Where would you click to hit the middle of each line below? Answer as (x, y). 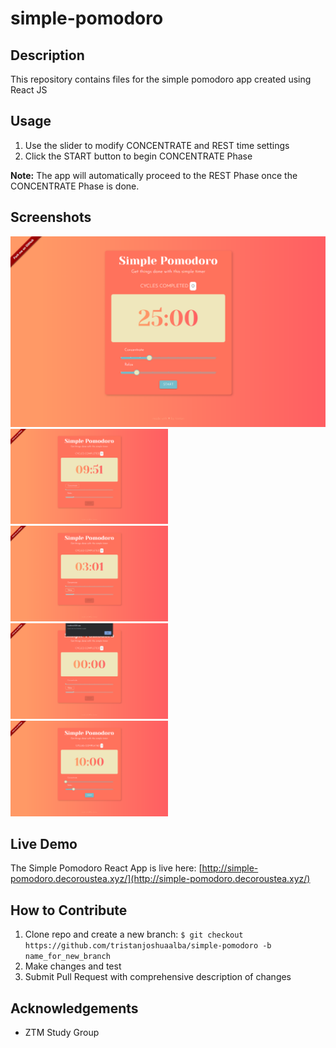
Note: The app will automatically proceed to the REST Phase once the (154, 175)
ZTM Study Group (62, 1032)
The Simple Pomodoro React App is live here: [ (106, 868)
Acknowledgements (74, 1008)
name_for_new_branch (67, 957)
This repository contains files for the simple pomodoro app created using (161, 79)
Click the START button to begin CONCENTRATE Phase (138, 156)
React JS (29, 90)
